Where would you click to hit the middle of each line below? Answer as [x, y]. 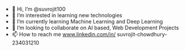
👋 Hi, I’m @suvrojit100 [39, 9]
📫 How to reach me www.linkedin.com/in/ [64, 34]
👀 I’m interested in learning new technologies [67, 15]
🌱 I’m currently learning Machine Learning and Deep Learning [87, 21]
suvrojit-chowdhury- [142, 34]
